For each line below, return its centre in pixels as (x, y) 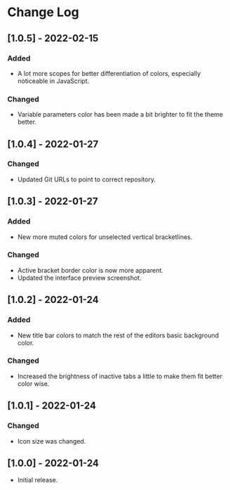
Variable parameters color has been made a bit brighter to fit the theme (120, 115)
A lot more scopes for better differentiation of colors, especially (109, 73)
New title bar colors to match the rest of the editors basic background (118, 335)
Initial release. (38, 480)
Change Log (43, 12)
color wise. (33, 383)
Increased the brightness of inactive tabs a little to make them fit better (120, 376)
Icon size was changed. (52, 441)
